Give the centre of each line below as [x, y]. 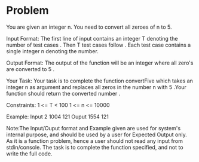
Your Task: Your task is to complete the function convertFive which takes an [99, 81]
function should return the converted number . [63, 93]
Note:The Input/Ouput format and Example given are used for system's [94, 128]
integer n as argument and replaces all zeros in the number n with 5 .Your [97, 87]
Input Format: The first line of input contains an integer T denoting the [92, 38]
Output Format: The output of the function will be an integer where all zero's [100, 63]
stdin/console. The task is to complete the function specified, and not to [95, 147]
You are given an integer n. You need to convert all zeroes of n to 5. [89, 27]
